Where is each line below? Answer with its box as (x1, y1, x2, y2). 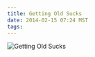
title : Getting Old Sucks (7, 10, 82, 17)
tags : (7, 23, 23, 30)
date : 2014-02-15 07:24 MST (7, 17, 89, 24)
